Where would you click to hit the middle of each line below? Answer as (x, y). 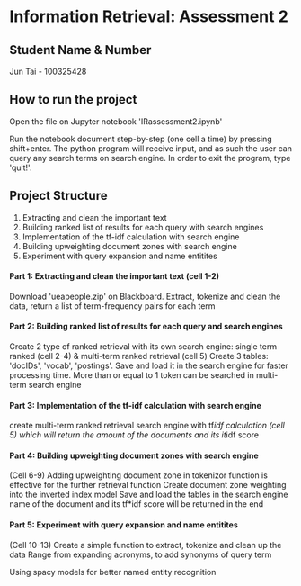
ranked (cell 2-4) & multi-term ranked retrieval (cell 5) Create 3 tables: (139, 356)
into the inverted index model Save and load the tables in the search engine (149, 495)
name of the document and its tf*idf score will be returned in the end (136, 504)
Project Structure (58, 196)
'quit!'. (21, 167)
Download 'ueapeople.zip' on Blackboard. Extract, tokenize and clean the (145, 296)
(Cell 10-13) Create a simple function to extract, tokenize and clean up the (146, 545)
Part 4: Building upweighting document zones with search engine (134, 455)
